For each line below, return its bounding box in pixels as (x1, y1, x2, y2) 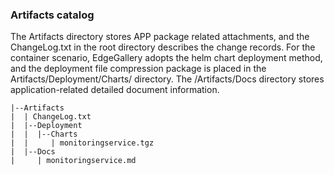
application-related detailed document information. (10, 84, 220, 96)
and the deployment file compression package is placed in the (10, 63, 267, 75)
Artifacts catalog (10, 8, 95, 22)
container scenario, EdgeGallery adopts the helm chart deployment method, (10, 52, 323, 64)
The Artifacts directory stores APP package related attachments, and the (10, 31, 310, 43)
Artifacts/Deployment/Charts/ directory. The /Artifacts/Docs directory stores (10, 73, 325, 85)
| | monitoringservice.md (10, 156, 137, 166)
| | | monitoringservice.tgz (10, 138, 155, 148)
